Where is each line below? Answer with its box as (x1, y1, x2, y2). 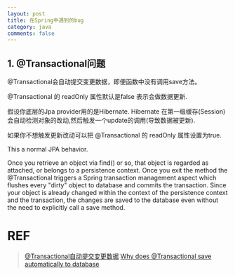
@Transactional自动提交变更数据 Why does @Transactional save (24, 252, 212, 260)
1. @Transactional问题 (7, 58, 106, 69)
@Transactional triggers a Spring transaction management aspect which (7, 173, 217, 182)
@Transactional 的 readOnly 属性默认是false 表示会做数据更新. (7, 93, 187, 101)
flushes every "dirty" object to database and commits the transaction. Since (7, 181, 227, 189)
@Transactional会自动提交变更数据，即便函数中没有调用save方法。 (7, 78, 201, 86)
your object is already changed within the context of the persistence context (7, 189, 228, 197)
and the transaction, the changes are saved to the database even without (7, 196, 219, 204)
